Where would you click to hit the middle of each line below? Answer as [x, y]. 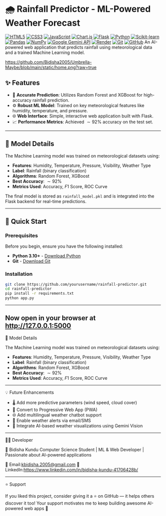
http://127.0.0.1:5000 [38, 326]
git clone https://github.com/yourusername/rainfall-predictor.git [76, 284]
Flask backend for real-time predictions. [46, 201]
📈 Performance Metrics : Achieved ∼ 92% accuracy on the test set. [83, 122]
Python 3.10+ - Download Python [46, 256]
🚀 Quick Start [26, 221]
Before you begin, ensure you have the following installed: [64, 246]
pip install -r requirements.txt [40, 294]
